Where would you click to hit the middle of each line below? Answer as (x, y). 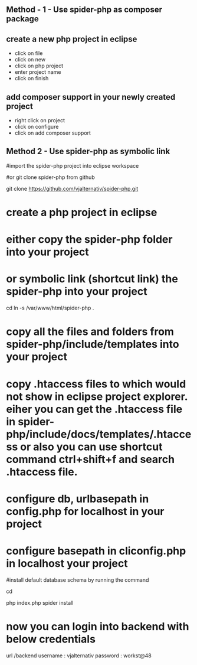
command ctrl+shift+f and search (91, 459)
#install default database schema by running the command (78, 580)
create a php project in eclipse (82, 213)
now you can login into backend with (98, 626)
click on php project (39, 66)
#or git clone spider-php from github (51, 177)
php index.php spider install (40, 602)
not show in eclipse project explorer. (97, 397)
